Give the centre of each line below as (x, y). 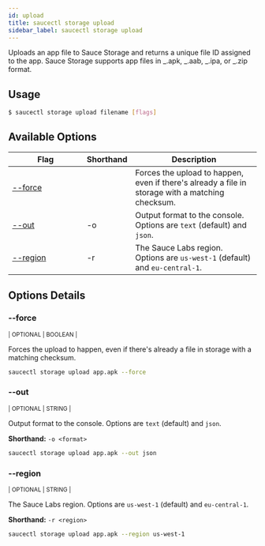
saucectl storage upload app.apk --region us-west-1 (97, 534)
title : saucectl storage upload (61, 23)
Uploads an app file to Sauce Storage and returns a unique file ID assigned (129, 53)
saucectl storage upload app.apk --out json (82, 453)
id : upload (26, 15)
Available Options (52, 137)
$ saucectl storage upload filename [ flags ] (82, 113)
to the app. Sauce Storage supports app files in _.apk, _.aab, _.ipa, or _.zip (128, 61)
